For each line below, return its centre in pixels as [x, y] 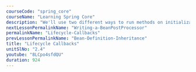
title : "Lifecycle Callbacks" [43, 44]
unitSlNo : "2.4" [26, 49]
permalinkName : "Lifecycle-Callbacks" [53, 33]
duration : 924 [23, 60]
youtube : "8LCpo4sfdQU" [35, 55]
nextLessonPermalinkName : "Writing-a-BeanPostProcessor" [77, 28]
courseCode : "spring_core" [39, 11]
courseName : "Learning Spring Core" [50, 17]
